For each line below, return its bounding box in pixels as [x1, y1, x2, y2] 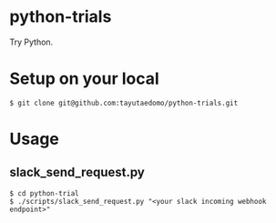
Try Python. [9, 36, 54, 47]
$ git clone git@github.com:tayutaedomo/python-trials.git [9, 98, 239, 107]
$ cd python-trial [9, 188, 79, 198]
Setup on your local [9, 68, 159, 89]
